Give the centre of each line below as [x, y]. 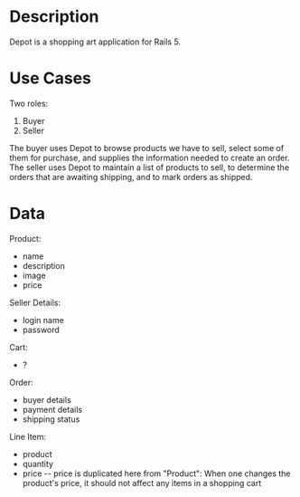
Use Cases [51, 78]
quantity [38, 464]
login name [43, 320]
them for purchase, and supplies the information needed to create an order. [150, 158]
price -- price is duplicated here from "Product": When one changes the [156, 473]
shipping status [51, 419]
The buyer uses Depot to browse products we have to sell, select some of [147, 148]
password [41, 330]
